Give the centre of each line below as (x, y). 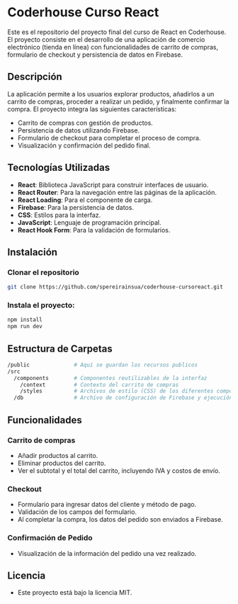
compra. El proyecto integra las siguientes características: (92, 109)
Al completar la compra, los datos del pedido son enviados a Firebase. (120, 520)
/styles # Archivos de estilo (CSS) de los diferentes (117, 391)
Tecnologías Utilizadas (59, 168)
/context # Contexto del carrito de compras (100, 385)
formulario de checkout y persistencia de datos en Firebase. (95, 55)
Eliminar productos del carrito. (62, 463)
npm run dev (25, 327)
